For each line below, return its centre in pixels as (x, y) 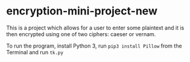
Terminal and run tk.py (35, 52)
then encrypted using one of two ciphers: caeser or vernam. (81, 34)
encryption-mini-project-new (82, 11)
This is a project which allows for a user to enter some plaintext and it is (95, 28)
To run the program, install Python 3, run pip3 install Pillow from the (94, 46)
